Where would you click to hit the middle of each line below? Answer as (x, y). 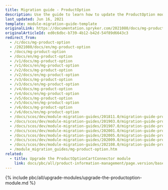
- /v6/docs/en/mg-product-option (44, 112)
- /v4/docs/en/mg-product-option (44, 93)
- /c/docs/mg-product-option (40, 42)
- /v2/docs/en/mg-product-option (44, 75)
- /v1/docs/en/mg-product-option (44, 65)
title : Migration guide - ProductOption (48, 10)
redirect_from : (21, 38)
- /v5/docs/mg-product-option (41, 98)
